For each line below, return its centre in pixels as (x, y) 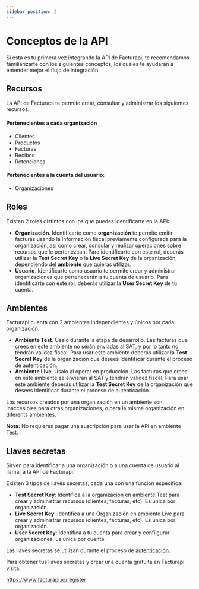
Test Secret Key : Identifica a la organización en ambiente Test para (97, 495)
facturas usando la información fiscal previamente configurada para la (101, 239)
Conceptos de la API (57, 41)
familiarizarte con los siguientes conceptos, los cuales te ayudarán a (90, 64)
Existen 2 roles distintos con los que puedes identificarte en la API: (88, 221)
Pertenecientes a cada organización (52, 123)
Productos (27, 142)
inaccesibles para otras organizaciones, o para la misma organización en (95, 408)
